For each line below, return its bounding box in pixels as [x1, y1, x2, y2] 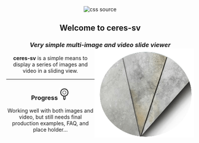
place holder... [32, 126, 69, 133]
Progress [30, 94, 58, 102]
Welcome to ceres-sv [59, 23, 141, 33]
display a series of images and [13, 61, 88, 68]
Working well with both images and [7, 107, 94, 114]
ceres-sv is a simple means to [13, 54, 88, 61]
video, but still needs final [18, 113, 82, 120]
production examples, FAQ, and [11, 119, 89, 127]
